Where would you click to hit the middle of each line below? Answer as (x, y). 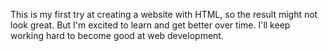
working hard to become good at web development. (117, 35)
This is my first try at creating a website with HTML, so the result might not (164, 14)
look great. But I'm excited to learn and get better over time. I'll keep (150, 25)
